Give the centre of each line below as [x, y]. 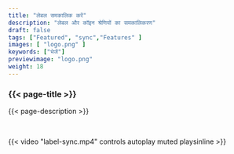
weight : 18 [26, 67]
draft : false [29, 30]
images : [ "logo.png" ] [47, 45]
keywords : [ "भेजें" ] [37, 52]
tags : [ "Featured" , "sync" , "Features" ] [75, 37]
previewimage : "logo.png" [50, 60]
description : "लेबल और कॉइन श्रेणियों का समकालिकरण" [82, 23]
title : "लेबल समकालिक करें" [48, 15]
